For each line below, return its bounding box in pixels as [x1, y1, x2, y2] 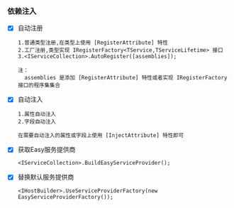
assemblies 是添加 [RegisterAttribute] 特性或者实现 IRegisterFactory [24, 75, 228, 82]
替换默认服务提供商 [17, 173, 74, 182]
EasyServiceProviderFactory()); [17, 193, 113, 200]
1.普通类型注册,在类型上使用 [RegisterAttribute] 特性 [17, 39, 169, 47]
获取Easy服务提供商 [17, 146, 76, 154]
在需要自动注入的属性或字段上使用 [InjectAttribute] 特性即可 [17, 132, 184, 139]
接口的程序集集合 [17, 82, 60, 89]
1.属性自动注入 [17, 111, 57, 118]
